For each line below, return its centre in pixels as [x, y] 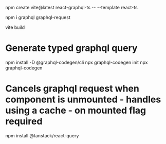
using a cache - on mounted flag [76, 111]
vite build [15, 27]
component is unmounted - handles [83, 100]
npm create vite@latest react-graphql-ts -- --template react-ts [71, 7]
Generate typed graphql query [71, 48]
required [24, 122]
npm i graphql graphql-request [38, 17]
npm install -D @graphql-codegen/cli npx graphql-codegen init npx [77, 62]
